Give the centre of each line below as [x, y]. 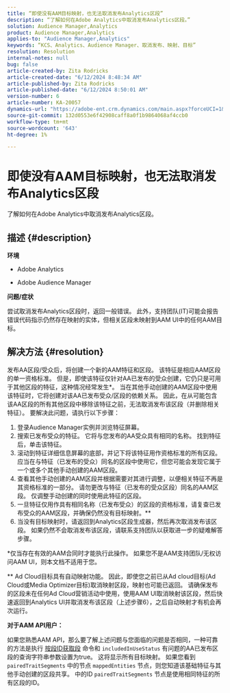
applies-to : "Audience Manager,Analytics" [68, 39]
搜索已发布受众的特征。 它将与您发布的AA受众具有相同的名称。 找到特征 [119, 435]
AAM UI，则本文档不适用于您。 [57, 561]
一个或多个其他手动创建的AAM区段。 [69, 470]
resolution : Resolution [41, 52]
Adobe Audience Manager [54, 282]
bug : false [23, 64]
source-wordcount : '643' [42, 128]
